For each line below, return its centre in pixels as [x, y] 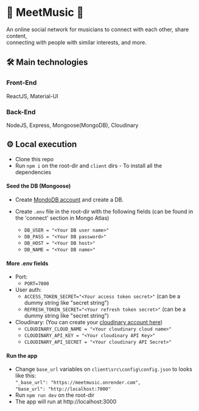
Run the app [22, 355]
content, [17, 35]
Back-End [21, 112]
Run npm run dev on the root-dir [55, 395]
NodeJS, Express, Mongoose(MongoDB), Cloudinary [72, 125]
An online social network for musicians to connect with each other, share [98, 29]
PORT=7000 [37, 284]
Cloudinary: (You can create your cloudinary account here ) [89, 322]
